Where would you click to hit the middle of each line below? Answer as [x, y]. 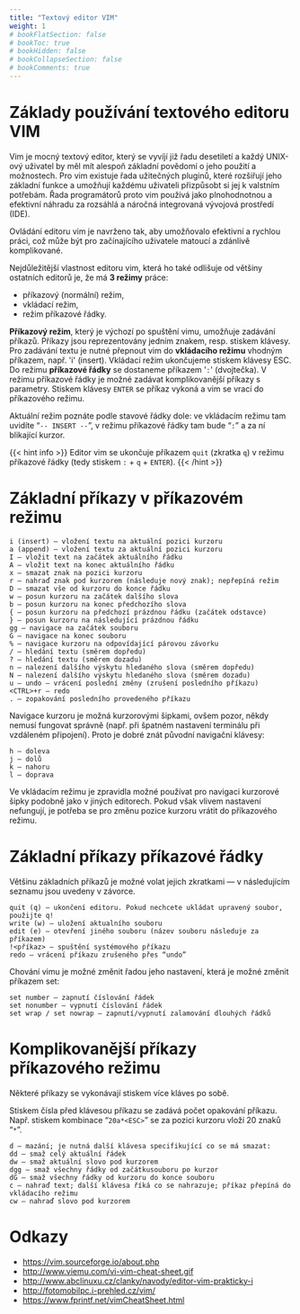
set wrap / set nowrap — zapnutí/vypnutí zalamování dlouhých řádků [140, 1013]
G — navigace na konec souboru [68, 635]
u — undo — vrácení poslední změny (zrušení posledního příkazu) [134, 683]
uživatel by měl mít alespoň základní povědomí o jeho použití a [141, 166]
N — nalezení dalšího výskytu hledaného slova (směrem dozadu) [130, 675]
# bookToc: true [40, 43]
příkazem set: [35, 981]
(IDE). [20, 213]
